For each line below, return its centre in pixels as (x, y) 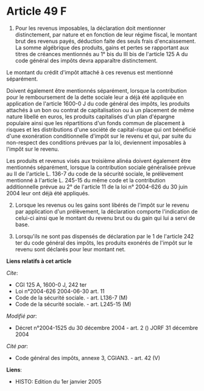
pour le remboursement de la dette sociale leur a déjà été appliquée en (95, 97)
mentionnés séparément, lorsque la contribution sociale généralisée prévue (101, 167)
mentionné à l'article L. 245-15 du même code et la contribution (86, 180)
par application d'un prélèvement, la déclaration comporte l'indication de (106, 211)
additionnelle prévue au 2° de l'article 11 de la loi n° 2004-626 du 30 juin (97, 187)
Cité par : (17, 346)
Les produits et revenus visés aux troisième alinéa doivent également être (99, 160)
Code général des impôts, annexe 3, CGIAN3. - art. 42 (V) (87, 357)
